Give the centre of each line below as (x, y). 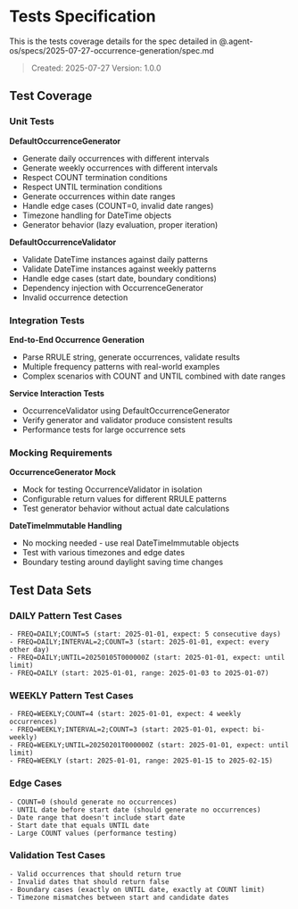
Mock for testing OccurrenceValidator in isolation (112, 489)
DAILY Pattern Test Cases (66, 615)
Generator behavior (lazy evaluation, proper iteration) (120, 224)
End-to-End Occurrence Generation (77, 339)
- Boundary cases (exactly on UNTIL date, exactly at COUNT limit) (137, 889)
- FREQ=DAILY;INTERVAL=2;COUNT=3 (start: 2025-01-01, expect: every (139, 642)
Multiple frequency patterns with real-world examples (121, 366)
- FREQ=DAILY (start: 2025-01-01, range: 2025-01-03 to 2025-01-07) (139, 673)
